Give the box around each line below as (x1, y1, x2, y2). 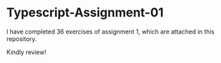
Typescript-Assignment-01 (6, 5, 164, 21)
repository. (6, 34, 37, 42)
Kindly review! (6, 48, 47, 56)
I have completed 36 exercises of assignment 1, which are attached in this (6, 27, 215, 36)
